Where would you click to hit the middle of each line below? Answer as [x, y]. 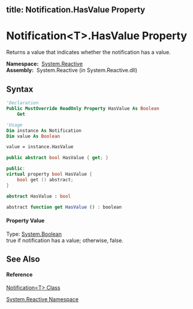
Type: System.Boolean [34, 234]
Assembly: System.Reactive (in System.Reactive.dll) [72, 70]
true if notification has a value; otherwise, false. [65, 240]
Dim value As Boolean [33, 136]
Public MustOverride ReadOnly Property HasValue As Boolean [83, 109]
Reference [19, 274]
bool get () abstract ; [45, 179]
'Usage [14, 125]
